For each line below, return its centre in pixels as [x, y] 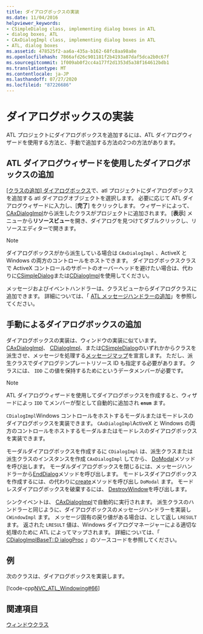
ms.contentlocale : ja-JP [38, 74]
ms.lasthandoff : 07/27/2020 [42, 79]
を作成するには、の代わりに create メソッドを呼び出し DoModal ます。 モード [100, 481]
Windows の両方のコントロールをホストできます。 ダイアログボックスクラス [101, 260]
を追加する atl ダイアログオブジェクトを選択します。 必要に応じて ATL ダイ [100, 198]
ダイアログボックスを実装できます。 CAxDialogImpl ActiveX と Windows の [98, 423]
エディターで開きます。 [51, 228]
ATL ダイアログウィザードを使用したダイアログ [95, 163]
